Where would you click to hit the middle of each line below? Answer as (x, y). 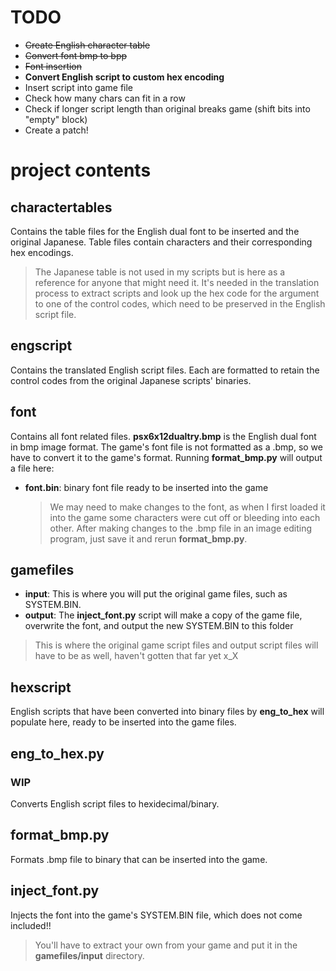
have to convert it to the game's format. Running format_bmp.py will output (166, 457)
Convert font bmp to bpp (76, 55)
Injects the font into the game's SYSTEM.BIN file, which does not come (156, 915)
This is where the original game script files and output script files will (176, 645)
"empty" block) (56, 119)
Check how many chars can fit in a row (105, 98)
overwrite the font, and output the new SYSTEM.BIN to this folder (159, 626)
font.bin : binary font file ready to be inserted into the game (146, 487)
